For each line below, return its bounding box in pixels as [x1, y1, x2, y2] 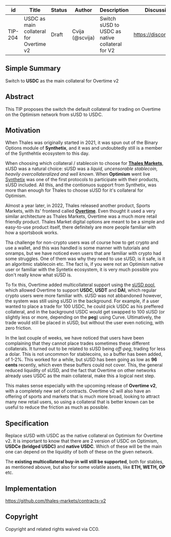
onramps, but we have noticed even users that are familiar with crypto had [5, 250, 161, 257]
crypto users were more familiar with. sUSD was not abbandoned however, [5, 293, 162, 299]
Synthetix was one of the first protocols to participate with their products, [5, 177, 159, 183]
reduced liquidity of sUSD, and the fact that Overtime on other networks [5, 368, 156, 374]
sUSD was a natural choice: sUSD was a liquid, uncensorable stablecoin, [5, 165, 158, 172]
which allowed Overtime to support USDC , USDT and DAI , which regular [5, 287, 157, 293]
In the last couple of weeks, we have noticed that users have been [5, 335, 144, 341]
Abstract [5, 93, 34, 101]
